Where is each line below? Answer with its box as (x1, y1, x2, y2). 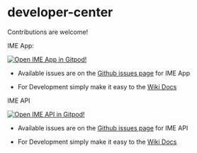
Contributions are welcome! (7, 28, 89, 36)
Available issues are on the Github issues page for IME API (17, 123, 188, 132)
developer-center (7, 4, 113, 21)
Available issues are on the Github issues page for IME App (17, 69, 190, 77)
